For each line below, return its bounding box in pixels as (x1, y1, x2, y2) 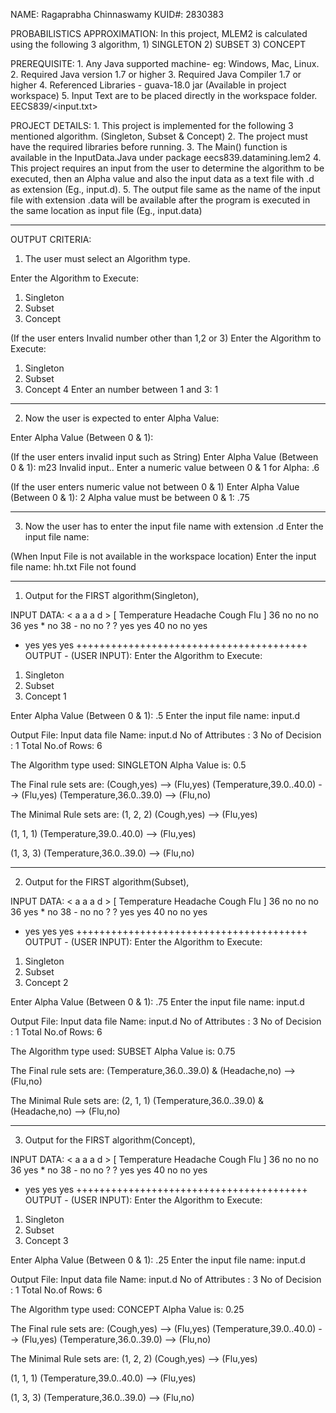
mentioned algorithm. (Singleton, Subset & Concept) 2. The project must (10, 130, 308, 142)
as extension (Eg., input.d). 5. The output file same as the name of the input (10, 184, 321, 195)
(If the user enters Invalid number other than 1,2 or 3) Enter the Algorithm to (10, 332, 322, 344)
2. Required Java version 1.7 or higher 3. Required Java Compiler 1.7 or (10, 69, 302, 80)
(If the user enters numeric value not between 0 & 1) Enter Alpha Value (10, 481, 300, 493)
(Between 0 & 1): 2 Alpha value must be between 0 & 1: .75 (10, 492, 250, 503)
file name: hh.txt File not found (10, 561, 137, 573)
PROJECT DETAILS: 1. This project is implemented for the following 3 (10, 120, 294, 131)
